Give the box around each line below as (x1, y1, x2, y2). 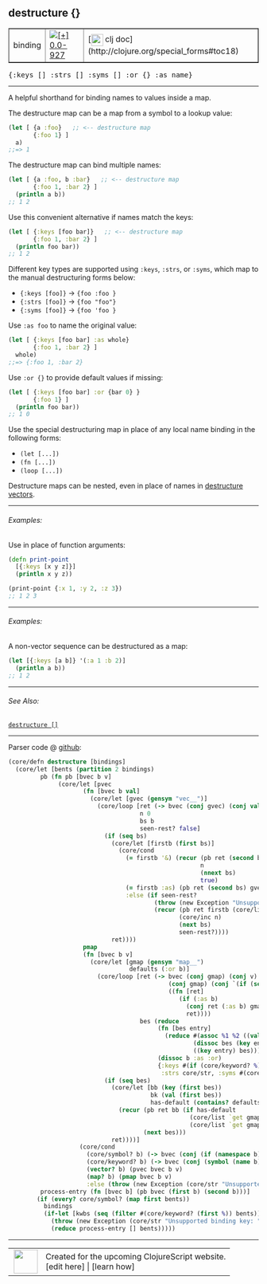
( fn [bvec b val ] (83, 787, 141, 795)
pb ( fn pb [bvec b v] (40, 772, 112, 780)
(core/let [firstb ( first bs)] (110, 839, 215, 847)
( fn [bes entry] (157, 1024, 212, 1033)
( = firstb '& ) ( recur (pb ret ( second (126, 854, 254, 862)
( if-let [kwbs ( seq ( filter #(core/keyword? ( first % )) (43, 1210, 233, 1218)
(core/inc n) (178, 913, 222, 921)
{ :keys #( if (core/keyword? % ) (157, 1062, 261, 1070)
